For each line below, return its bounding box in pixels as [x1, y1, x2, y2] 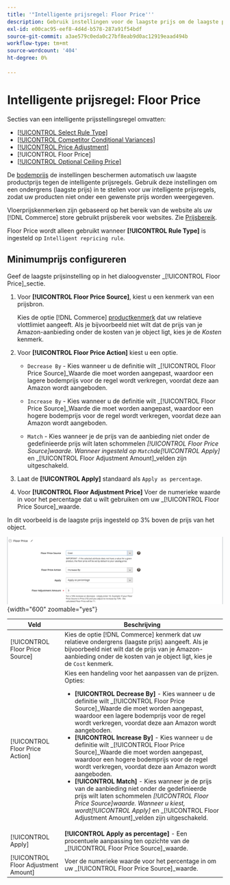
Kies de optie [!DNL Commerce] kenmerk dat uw [64, 630, 202, 639]
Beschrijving [123, 620, 161, 628]
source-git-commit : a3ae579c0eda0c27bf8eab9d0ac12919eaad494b [7, 33, 188, 40]
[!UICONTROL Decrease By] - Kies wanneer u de [74, 690, 216, 698]
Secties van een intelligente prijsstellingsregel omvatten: [7, 115, 166, 123]
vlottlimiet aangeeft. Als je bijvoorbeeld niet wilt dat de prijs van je [16, 320, 203, 329]
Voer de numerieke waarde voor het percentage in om [64, 857, 217, 865]
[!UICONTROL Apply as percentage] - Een [64, 829, 188, 838]
